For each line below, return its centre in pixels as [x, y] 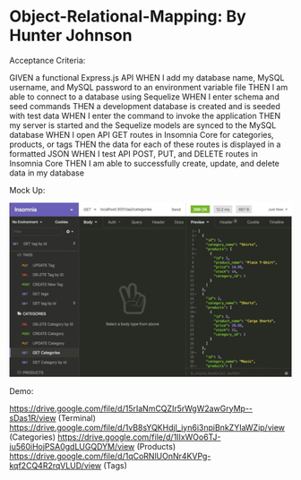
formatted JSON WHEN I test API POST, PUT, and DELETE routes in [133, 153]
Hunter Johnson [71, 35]
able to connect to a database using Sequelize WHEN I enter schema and [144, 97]
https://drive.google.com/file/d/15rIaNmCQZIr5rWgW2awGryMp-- [131, 408]
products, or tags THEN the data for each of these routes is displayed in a [145, 144]
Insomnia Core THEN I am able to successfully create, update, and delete [144, 163]
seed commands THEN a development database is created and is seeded [145, 106]
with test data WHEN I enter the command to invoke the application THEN [145, 116]
